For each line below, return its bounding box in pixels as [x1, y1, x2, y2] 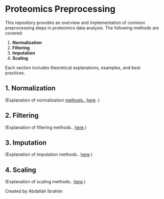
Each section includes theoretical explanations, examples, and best [5, 65, 141, 71]
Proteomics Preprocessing [5, 3, 116, 15]
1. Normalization [5, 84, 56, 93]
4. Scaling [5, 166, 37, 174]
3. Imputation [5, 138, 47, 147]
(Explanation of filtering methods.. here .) [5, 124, 87, 130]
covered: [5, 30, 23, 36]
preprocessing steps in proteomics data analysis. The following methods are [5, 25, 159, 30]
